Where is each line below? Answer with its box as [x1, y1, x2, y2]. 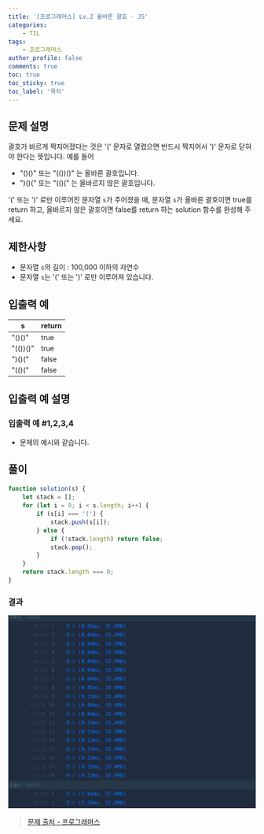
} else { [36, 526, 65, 535]
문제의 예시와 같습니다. [19, 437, 90, 447]
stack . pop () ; [49, 543, 93, 551]
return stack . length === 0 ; [22, 568, 114, 576]
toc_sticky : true [8, 79, 65, 87]
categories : [8, 20, 47, 29]
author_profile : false [8, 54, 82, 62]
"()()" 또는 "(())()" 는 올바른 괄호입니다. [19, 169, 140, 178]
